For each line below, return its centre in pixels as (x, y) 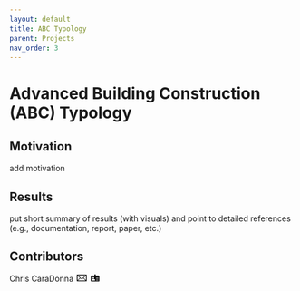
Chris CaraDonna (42, 278)
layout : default (40, 19)
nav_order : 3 (34, 48)
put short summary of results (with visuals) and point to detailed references (150, 218)
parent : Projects (42, 38)
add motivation (37, 169)
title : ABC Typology (48, 29)
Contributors (47, 257)
